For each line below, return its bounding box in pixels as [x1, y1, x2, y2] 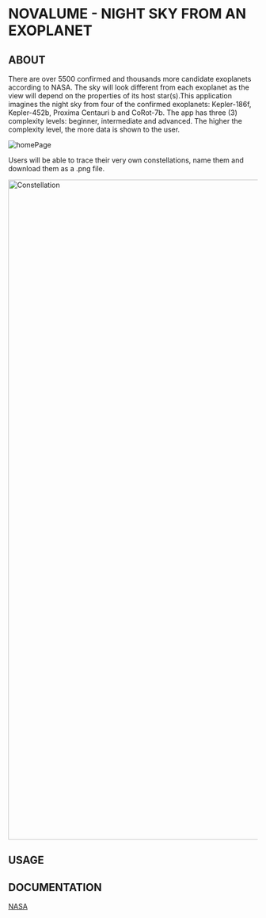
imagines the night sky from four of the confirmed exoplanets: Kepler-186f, [8, 100, 252, 109]
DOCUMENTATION [8, 881, 102, 894]
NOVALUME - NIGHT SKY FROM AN [8, 5, 247, 23]
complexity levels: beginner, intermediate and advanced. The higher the [8, 117, 243, 125]
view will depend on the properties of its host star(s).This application [8, 91, 232, 100]
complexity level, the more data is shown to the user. [8, 124, 180, 134]
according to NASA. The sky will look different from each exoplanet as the [8, 82, 249, 92]
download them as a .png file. [8, 164, 105, 173]
